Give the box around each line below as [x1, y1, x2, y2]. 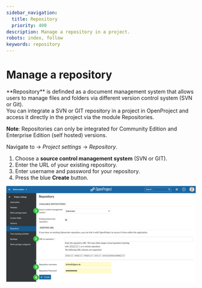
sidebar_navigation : [6, 10, 58, 16]
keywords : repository [6, 41, 61, 47]
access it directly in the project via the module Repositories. [6, 113, 155, 120]
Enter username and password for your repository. [14, 167, 140, 174]
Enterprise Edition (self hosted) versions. [6, 131, 107, 138]
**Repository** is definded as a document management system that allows [6, 88, 194, 95]
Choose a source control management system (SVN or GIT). [14, 155, 168, 162]
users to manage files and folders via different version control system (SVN [6, 94, 192, 102]
